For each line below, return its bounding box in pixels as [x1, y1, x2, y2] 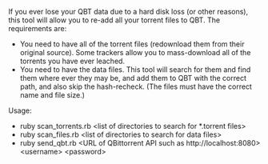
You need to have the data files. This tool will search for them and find [19, 65, 251, 74]
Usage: [8, 106, 32, 115]
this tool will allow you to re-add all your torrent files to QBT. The [8, 15, 221, 25]
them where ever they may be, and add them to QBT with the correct [19, 74, 246, 82]
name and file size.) [19, 90, 86, 99]
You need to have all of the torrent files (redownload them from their [19, 39, 245, 49]
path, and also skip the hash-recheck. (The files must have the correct [19, 82, 252, 91]
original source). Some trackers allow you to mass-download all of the [19, 48, 251, 57]
